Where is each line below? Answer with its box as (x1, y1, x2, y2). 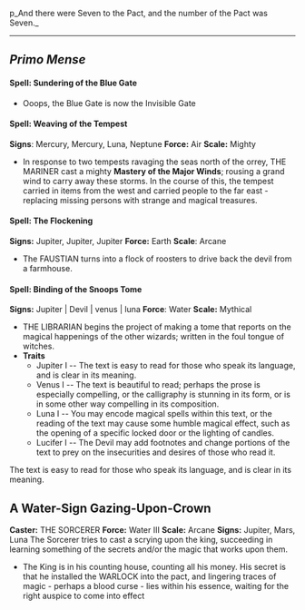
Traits (22, 350, 45, 361)
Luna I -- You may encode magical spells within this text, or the (35, 408, 272, 419)
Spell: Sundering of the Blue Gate (9, 77, 138, 88)
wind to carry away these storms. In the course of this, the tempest (22, 175, 274, 186)
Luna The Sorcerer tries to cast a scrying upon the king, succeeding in (9, 535, 273, 546)
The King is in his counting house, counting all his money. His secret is (22, 562, 287, 573)
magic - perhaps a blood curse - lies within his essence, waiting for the (22, 581, 289, 592)
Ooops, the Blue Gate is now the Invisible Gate (22, 97, 197, 108)
